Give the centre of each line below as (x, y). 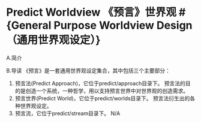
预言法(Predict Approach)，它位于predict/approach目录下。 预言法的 (100, 83)
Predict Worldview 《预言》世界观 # (96, 12)
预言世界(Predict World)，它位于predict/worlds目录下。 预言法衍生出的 (102, 98)
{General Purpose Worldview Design (100, 25)
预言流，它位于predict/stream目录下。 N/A (67, 113)
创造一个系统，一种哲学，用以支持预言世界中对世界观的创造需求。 (107, 91)
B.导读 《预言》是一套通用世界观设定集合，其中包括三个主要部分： (88, 70)
